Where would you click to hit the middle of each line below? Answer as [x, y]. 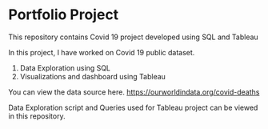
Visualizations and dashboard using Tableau [93, 76]
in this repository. [37, 116]
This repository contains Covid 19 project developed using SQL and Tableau [133, 37]
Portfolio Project [64, 15]
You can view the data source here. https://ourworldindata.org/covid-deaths [134, 92]
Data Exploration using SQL [65, 68]
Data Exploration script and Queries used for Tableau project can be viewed [133, 107]
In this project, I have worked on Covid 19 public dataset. [102, 52]
